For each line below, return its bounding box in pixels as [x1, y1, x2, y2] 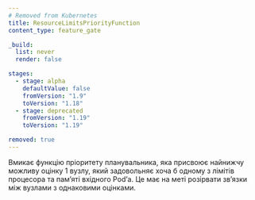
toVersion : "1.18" [22, 99, 83, 107]
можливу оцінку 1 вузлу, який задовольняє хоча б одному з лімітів [8, 166, 234, 175]
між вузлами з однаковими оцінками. [8, 183, 137, 192]
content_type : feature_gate [8, 26, 102, 34]
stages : [8, 70, 34, 78]
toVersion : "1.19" [22, 121, 83, 129]
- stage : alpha [15, 77, 66, 85]
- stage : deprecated [15, 106, 83, 115]
